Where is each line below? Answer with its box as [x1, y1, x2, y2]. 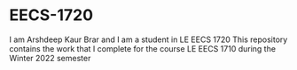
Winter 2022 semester [9, 52, 91, 63]
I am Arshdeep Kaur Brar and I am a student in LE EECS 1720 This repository [9, 34, 288, 45]
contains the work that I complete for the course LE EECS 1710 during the [9, 43, 277, 53]
